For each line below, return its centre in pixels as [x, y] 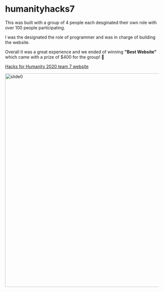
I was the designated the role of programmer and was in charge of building [80, 37]
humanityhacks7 [40, 9]
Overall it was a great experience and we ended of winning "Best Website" [81, 52]
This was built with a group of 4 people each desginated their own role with [81, 22]
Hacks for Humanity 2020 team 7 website [47, 66]
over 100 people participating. [35, 27]
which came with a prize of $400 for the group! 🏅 [55, 57]
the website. [18, 42]
